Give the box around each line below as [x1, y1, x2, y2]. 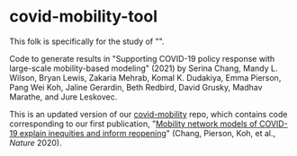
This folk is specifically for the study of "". [9, 36, 165, 47]
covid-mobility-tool [9, 6, 158, 27]
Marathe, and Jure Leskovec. [9, 91, 118, 102]
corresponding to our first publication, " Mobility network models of [9, 118, 258, 129]
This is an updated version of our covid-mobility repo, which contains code [9, 108, 288, 119]
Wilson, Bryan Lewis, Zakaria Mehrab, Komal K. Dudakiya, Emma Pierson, [9, 72, 282, 82]
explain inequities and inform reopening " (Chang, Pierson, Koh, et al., [19, 127, 276, 138]
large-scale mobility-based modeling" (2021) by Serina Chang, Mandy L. [9, 63, 278, 74]
